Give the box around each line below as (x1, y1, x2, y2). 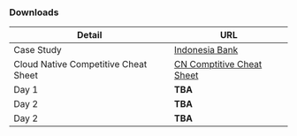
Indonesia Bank (173, 44, 239, 57)
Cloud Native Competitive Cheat (13, 58, 148, 71)
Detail (76, 29, 103, 42)
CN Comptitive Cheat (173, 58, 263, 71)
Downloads (9, 6, 59, 19)
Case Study (13, 44, 62, 57)
